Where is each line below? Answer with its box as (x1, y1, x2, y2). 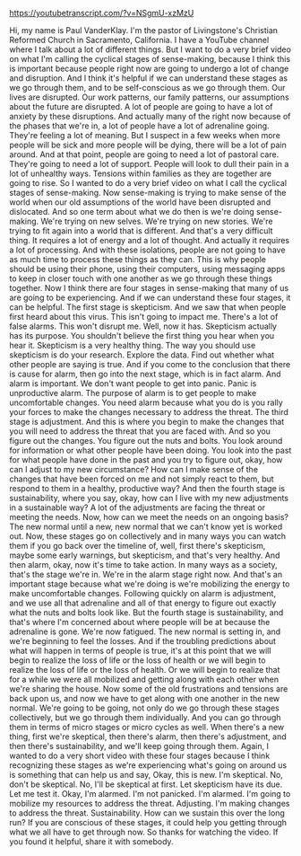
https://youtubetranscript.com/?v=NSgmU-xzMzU (9, 8, 194, 18)
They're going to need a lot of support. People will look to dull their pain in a (9, 159, 289, 169)
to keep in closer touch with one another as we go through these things (9, 273, 273, 284)
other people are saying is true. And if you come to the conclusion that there (9, 359, 291, 369)
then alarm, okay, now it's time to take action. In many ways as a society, (9, 560, 278, 569)
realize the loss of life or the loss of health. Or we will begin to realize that (9, 665, 280, 675)
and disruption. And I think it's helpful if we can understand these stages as (9, 73, 288, 84)
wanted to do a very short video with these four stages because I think (9, 750, 271, 761)
